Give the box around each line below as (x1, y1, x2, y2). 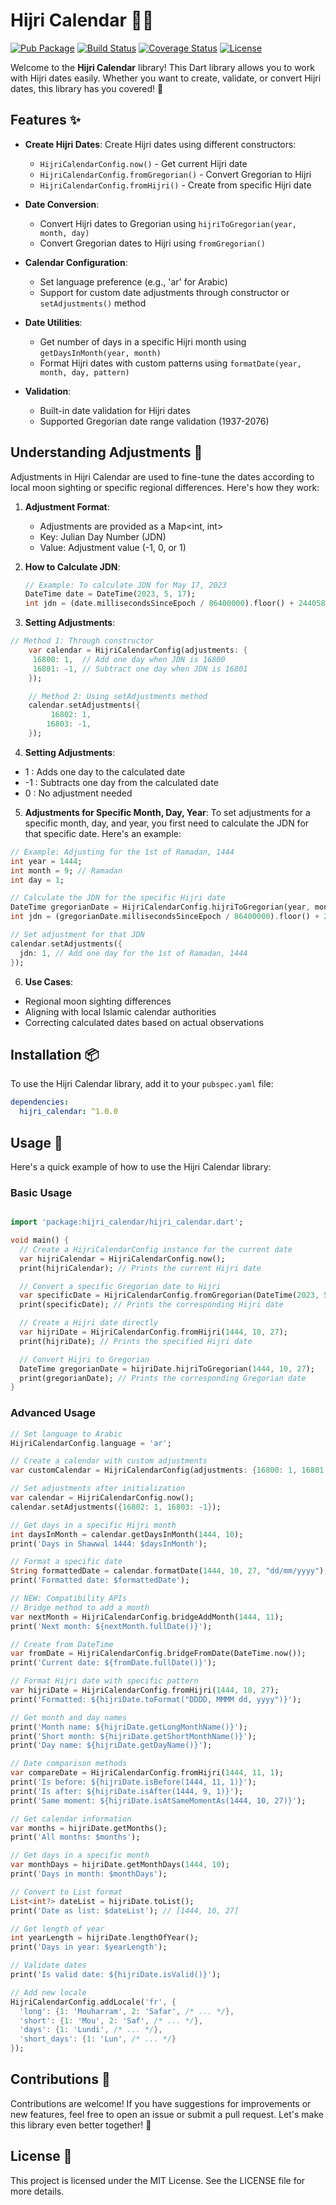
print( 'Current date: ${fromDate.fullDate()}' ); (10, 1658, 217, 1668)
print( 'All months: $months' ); (10, 1832, 141, 1843)
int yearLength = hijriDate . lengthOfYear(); (10, 1933, 199, 1943)
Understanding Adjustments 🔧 (10, 444, 203, 461)
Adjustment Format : (24, 500, 110, 513)
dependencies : (10, 1097, 70, 1108)
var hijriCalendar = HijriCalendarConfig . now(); (19, 1254, 226, 1264)
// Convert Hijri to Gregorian (19, 1354, 150, 1364)
